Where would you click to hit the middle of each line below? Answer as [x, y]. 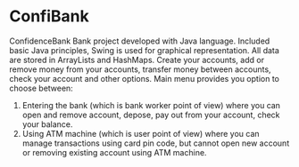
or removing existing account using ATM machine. [114, 152]
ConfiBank [49, 16]
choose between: [41, 88]
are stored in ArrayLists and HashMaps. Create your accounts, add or [137, 60]
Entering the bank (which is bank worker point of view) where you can [151, 105]
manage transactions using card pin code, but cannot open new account [156, 143]
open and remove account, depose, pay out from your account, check [151, 115]
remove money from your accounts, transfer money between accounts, [140, 69]
